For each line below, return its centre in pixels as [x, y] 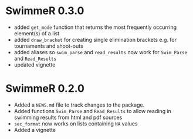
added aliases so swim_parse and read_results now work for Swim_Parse [101, 52]
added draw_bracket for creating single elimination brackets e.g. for [95, 39]
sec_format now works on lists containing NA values [76, 123]
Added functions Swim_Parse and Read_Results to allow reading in [92, 111]
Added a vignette [35, 130]
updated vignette [35, 64]
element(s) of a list [37, 33]
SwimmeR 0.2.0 [45, 89]
